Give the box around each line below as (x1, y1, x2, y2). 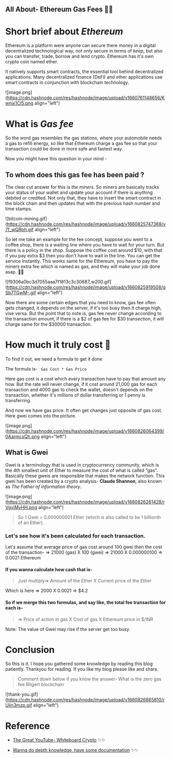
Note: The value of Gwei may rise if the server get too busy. (5, 626, 131, 632)
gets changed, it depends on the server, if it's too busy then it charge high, (5, 305, 162, 311)
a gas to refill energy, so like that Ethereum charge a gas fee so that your (5, 140, 158, 146)
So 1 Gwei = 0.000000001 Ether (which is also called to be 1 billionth (17, 514, 161, 520)
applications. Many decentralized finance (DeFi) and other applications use (5, 74, 163, 80)
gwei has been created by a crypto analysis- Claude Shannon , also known (5, 478, 162, 484)
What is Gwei (5, 448, 48, 457)
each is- (5, 604, 23, 610)
